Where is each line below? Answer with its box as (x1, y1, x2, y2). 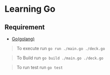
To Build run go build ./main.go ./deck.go (16, 55, 104, 61)
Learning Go (4, 3, 56, 15)
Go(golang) (11, 36, 35, 42)
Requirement (4, 23, 45, 31)
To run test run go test (16, 65, 63, 70)
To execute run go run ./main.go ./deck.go (16, 46, 106, 51)
